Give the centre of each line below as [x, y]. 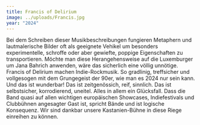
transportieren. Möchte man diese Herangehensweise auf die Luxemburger [100, 59]
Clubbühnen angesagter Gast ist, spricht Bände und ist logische [85, 104]
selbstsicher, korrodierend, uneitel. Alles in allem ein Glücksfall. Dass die [96, 91]
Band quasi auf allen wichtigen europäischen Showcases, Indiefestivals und [100, 97]
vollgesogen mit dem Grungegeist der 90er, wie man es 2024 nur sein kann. [101, 78]
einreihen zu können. [32, 117]
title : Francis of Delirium [42, 12]
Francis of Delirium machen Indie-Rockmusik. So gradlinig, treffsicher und [98, 72]
